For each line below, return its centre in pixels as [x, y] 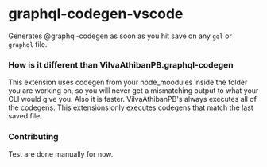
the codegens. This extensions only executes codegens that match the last [131, 107]
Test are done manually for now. [61, 154]
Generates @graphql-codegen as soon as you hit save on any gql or [120, 36]
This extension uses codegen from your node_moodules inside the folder [128, 82]
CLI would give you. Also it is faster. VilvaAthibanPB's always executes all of [132, 99]
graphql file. [28, 44]
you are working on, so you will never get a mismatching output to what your [133, 91]
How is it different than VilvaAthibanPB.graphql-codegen [121, 64]
